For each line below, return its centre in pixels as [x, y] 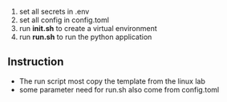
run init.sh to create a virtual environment [88, 28]
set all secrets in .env [54, 12]
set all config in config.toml [64, 20]
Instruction [36, 62]
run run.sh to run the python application [85, 37]
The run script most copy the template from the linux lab [112, 81]
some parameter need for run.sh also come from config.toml [119, 89]
